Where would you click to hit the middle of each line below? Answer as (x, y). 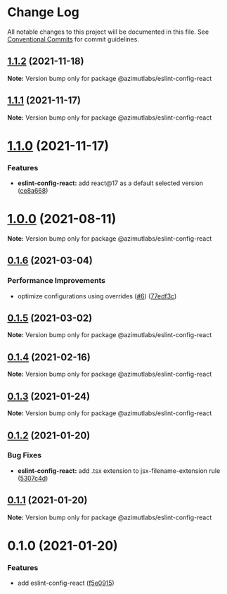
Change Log (43, 12)
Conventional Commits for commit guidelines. (73, 39)
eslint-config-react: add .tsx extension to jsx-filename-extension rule (119, 470)
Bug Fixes (25, 455)
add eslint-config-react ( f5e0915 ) (66, 583)
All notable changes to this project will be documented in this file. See (108, 32)
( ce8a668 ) (33, 191)
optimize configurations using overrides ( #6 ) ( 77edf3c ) (97, 296)
